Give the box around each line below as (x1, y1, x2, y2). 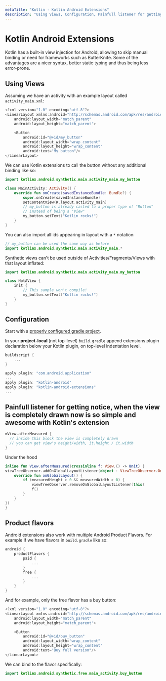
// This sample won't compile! (23, 288, 87, 293)
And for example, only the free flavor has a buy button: (5, 597, 117, 603)
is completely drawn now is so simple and (5, 410, 136, 419)
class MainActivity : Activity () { (5, 186, 77, 191)
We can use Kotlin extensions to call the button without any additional (5, 162, 147, 168)
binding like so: (5, 168, 36, 173)
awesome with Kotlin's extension (5, 418, 110, 427)
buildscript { (5, 353, 35, 358)
